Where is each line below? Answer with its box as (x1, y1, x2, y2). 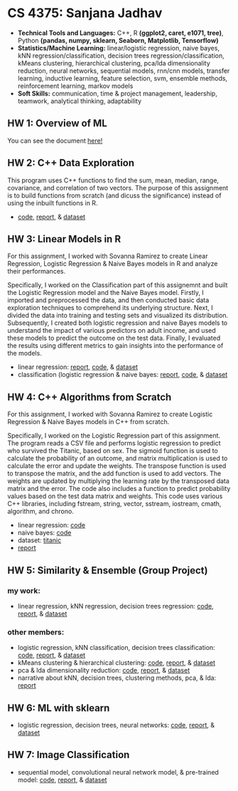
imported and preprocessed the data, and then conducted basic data (7, 296, 210, 304)
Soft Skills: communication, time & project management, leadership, (17, 89, 218, 98)
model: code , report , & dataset (17, 775, 107, 784)
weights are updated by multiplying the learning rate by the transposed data (7, 477, 229, 485)
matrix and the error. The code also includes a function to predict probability (7, 485, 231, 493)
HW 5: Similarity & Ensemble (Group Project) (7, 564, 208, 577)
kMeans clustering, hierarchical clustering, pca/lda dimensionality (17, 58, 211, 67)
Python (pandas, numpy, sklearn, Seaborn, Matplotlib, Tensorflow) (17, 36, 219, 44)
